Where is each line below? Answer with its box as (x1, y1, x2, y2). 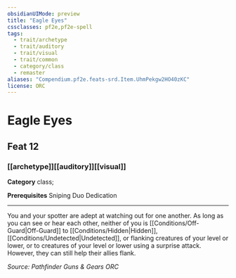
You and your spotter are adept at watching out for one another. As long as (7, 212, 224, 220)
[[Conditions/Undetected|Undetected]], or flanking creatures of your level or (7, 234, 229, 243)
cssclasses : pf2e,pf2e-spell (7, 23, 93, 30)
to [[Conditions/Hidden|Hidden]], (62, 227, 158, 235)
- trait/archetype (13, 37, 68, 44)
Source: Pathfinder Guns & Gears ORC (7, 263, 119, 271)
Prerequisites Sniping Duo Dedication (7, 191, 117, 200)
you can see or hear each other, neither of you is (7, 219, 149, 227)
